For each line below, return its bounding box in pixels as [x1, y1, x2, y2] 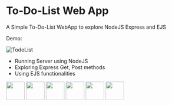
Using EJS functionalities [14, 70, 75, 77]
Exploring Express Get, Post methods [14, 63, 105, 71]
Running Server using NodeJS [14, 57, 88, 64]
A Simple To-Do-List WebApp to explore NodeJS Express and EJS [6, 23, 167, 30]
